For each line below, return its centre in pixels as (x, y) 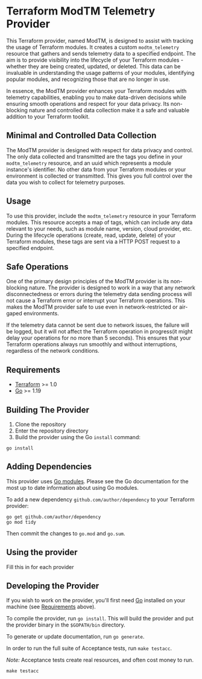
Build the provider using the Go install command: (77, 437)
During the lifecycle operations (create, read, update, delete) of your (91, 235)
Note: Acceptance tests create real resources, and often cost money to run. (100, 660)
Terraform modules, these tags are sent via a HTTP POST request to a (93, 241)
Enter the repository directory (52, 431)
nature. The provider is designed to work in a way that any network (112, 288)
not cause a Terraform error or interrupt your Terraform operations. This (96, 301)
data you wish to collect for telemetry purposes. (66, 182)
